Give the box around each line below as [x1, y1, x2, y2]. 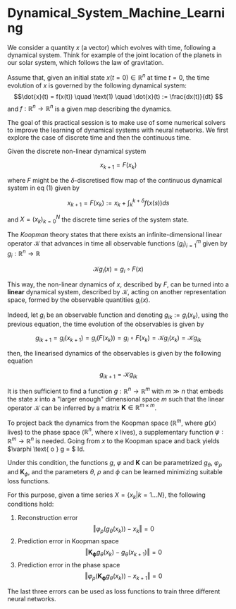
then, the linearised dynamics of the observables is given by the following [7, 349, 222, 358]
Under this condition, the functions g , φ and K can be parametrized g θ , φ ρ [7, 459, 223, 469]
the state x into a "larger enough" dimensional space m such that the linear [7, 394, 225, 403]
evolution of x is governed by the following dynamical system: [7, 81, 187, 90]
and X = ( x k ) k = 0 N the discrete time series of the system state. [7, 214, 189, 225]
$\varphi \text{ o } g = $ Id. [7, 445, 85, 453]
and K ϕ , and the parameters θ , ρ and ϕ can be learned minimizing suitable [7, 467, 223, 478]
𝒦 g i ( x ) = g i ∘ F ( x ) [92, 265, 144, 275]
